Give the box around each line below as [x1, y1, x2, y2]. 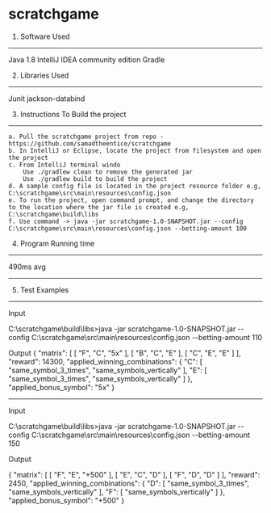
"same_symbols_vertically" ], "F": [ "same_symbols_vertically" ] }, [8, 486, 226, 497]
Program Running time [19, 238, 95, 248]
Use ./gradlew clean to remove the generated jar [23, 167, 194, 176]
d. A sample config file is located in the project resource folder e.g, [8, 182, 262, 190]
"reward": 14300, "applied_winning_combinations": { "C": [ [8, 356, 203, 366]
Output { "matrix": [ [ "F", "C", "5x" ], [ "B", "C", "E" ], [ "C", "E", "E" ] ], [8, 348, 241, 358]
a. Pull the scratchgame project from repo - [8, 132, 164, 141]
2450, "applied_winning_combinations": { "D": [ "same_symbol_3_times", [8, 478, 250, 488]
